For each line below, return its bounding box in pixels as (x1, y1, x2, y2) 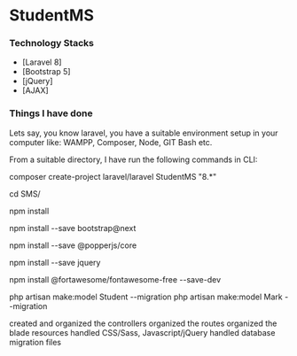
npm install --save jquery (9, 257, 101, 267)
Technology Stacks (9, 37, 95, 50)
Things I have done (9, 107, 93, 120)
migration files (9, 337, 62, 347)
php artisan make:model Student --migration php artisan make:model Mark (9, 291, 283, 302)
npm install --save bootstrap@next (9, 222, 137, 233)
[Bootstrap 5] (21, 66, 71, 77)
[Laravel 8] (21, 57, 62, 67)
